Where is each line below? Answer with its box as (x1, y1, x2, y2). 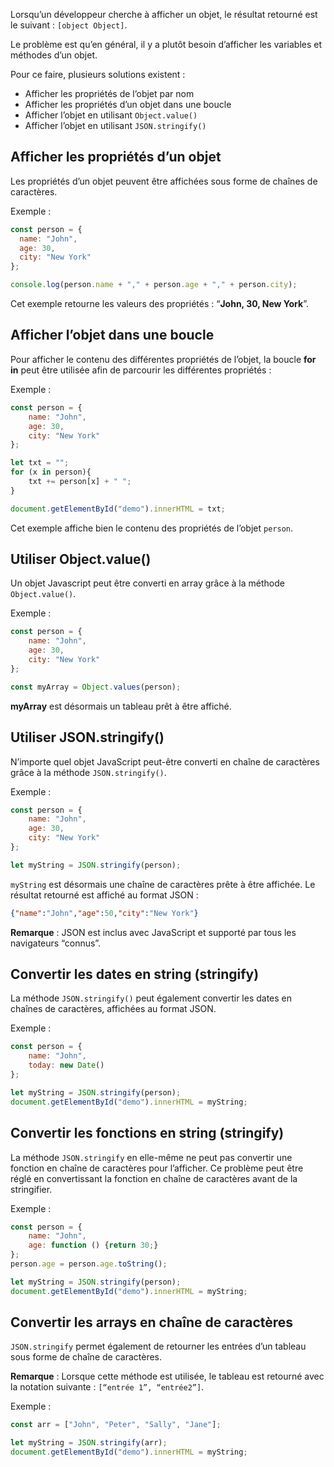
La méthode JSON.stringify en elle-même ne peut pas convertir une (10, 1151, 293, 1163)
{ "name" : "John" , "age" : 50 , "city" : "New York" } (10, 908, 199, 918)
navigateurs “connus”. (10, 937, 102, 949)
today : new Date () (28, 1060, 105, 1071)
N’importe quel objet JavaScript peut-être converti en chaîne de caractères (10, 755, 320, 768)
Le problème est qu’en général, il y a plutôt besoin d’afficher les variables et (10, 39, 323, 50)
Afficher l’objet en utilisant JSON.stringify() (24, 120, 207, 131)
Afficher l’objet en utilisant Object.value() (24, 109, 198, 121)
